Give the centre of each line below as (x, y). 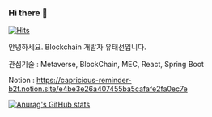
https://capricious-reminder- (84, 81)
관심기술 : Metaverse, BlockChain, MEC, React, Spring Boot (106, 65)
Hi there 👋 (28, 13)
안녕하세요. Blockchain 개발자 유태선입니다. (78, 47)
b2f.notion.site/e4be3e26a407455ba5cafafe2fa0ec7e (98, 89)
